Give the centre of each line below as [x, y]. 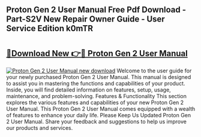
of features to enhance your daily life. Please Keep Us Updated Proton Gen [99, 115]
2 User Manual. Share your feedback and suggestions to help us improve [97, 121]
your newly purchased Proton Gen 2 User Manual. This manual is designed [99, 77]
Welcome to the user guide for [154, 71]
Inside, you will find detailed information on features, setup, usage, [88, 90]
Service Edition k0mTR [50, 28]
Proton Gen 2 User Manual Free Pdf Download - [96, 10]
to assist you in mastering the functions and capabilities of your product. [96, 83]
